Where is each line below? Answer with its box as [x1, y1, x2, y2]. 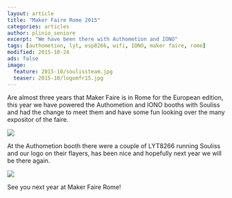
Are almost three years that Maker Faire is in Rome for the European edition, [7, 93, 224, 102]
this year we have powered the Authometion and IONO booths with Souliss [7, 101, 220, 109]
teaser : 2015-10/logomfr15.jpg [13, 74, 104, 82]
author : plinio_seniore [7, 29, 76, 37]
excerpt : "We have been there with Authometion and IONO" [7, 36, 178, 43]
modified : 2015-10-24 [7, 49, 70, 56]
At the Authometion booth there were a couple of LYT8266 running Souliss [7, 142, 221, 150]
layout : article [7, 10, 54, 17]
